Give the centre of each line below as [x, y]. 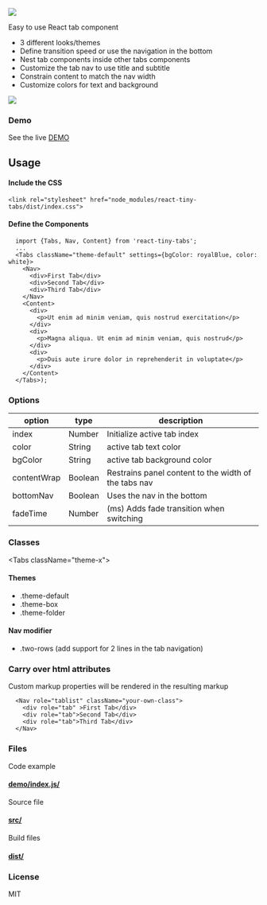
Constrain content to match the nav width [88, 76]
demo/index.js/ [34, 784]
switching [125, 519]
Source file [26, 802]
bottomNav [33, 495]
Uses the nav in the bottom [157, 495]
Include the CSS [35, 183]
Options [24, 400]
